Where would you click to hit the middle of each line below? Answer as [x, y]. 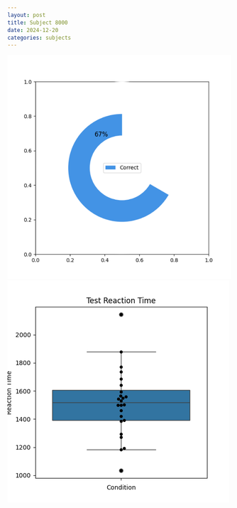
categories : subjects [39, 38]
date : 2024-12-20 [33, 30]
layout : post [27, 15]
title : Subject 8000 [38, 22]
